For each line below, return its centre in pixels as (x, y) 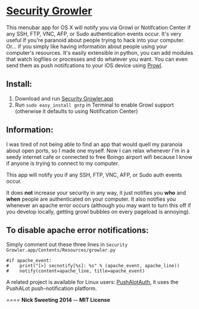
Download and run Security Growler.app (64, 98)
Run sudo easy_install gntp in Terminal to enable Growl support (94, 105)
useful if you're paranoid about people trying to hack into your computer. (95, 40)
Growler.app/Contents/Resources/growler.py (61, 250)
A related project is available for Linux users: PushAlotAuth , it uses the (92, 282)
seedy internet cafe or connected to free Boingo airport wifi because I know (99, 157)
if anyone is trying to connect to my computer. (63, 163)
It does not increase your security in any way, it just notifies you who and (96, 192)
